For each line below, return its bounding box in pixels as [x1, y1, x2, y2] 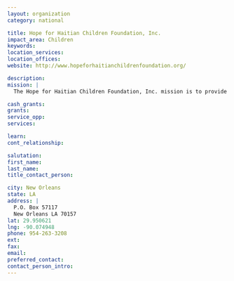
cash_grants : [7, 100, 46, 107]
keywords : [7, 43, 36, 50]
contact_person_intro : [7, 263, 74, 270]
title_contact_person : [7, 171, 74, 179]
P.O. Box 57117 [13, 204, 58, 211]
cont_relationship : [7, 139, 64, 146]
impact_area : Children [7, 36, 74, 43]
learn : [7, 133, 27, 140]
